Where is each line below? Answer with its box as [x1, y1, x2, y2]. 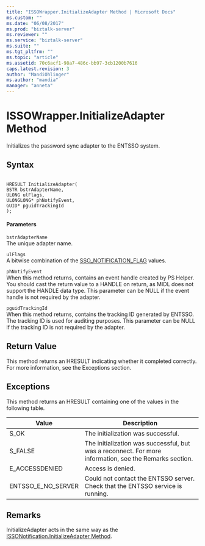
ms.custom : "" [6, 15, 43, 21]
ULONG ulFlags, [6, 192, 45, 198]
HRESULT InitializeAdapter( [6, 181, 78, 187]
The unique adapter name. [6, 239, 73, 247]
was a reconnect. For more [84, 447, 162, 455]
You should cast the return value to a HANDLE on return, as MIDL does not [6, 280, 194, 287]
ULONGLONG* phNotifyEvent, [6, 197, 75, 203]
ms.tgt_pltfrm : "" [6, 49, 53, 55]
